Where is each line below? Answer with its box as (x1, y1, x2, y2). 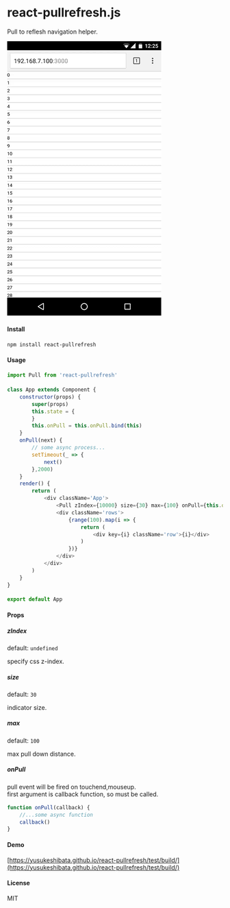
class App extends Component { (7, 386, 97, 394)
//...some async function (19, 811, 94, 818)
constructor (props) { (19, 393, 81, 401)
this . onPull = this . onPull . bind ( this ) (31, 422, 142, 429)
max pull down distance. (7, 750, 76, 758)
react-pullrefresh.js (7, 5, 121, 21)
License (7, 879, 31, 887)
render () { (19, 480, 51, 488)
